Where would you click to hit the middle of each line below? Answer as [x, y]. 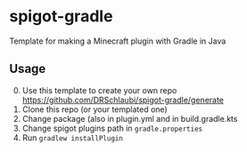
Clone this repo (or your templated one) [95, 109]
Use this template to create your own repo [99, 90]
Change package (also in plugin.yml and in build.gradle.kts [130, 118]
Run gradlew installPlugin [72, 137]
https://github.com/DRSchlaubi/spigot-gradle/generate [123, 100]
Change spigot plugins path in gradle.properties [112, 128]
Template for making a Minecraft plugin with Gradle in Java [118, 41]
